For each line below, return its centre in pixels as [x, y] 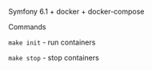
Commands [27, 27]
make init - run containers [52, 42]
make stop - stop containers [54, 58]
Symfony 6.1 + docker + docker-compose [76, 12]
